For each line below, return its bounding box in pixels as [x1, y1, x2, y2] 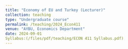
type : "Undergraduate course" [5, 17, 70, 22]
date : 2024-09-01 [5, 31, 42, 36]
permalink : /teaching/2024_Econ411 [5, 21, 81, 27]
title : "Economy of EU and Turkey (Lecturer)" [5, 7, 106, 13]
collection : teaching [5, 12, 51, 17]
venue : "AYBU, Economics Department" [5, 27, 85, 32]
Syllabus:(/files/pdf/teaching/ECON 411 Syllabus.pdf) [5, 36, 124, 41]
